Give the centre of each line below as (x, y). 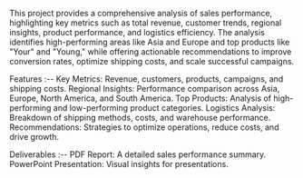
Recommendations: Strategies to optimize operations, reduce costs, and (144, 127)
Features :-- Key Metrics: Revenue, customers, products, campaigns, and (147, 79)
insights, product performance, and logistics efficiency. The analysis (137, 32)
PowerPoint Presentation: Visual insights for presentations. (119, 164)
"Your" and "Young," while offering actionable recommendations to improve (151, 52)
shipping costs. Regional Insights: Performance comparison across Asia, (145, 89)
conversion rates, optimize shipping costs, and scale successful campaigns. (152, 61)
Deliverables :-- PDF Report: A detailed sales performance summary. (138, 154)
